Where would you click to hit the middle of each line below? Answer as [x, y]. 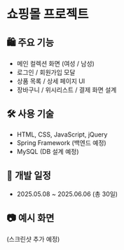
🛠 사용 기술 [30, 114]
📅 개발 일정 [29, 176]
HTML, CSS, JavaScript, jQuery [62, 134]
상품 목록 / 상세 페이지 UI [51, 81]
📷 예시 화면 [30, 218]
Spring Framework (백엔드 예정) [61, 143]
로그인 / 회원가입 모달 [46, 72]
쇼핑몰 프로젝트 [48, 14]
